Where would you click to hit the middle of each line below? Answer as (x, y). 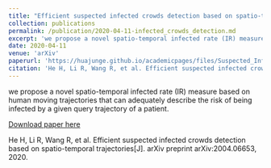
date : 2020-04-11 (38, 46)
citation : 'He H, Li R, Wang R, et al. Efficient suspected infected (128, 69)
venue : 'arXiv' (34, 53)
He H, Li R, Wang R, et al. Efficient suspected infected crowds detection (127, 140)
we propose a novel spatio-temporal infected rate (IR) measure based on (129, 91)
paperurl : (25, 61)
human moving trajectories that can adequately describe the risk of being (130, 100)
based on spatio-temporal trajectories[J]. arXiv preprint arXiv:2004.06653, (133, 148)
